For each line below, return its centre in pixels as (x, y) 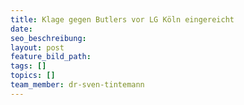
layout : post (37, 47)
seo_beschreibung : (48, 38)
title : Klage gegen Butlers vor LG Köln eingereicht (122, 19)
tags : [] (28, 66)
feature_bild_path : (51, 57)
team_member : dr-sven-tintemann (77, 85)
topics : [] (33, 76)
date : (21, 29)
